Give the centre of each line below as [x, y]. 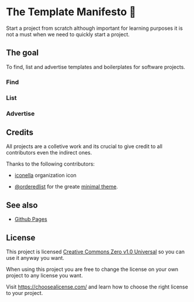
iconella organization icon [46, 176]
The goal [22, 53]
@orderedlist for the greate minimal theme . [66, 187]
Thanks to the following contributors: [51, 164]
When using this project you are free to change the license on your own [92, 269]
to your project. [25, 293]
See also [22, 205]
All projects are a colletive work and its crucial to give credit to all [84, 146]
